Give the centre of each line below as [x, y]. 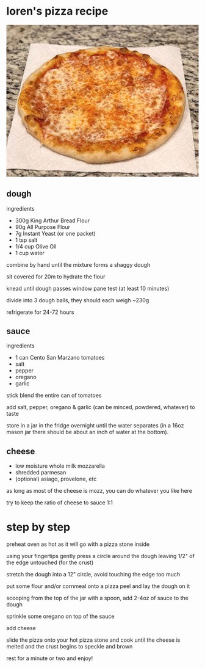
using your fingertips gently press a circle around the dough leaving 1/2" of [101, 556]
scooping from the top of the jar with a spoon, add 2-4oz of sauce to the [98, 598]
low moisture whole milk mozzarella [60, 466]
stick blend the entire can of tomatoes [54, 396]
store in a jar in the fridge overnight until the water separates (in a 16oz [95, 426]
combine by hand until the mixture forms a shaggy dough [78, 264]
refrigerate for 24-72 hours [40, 312]
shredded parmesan [41, 473]
